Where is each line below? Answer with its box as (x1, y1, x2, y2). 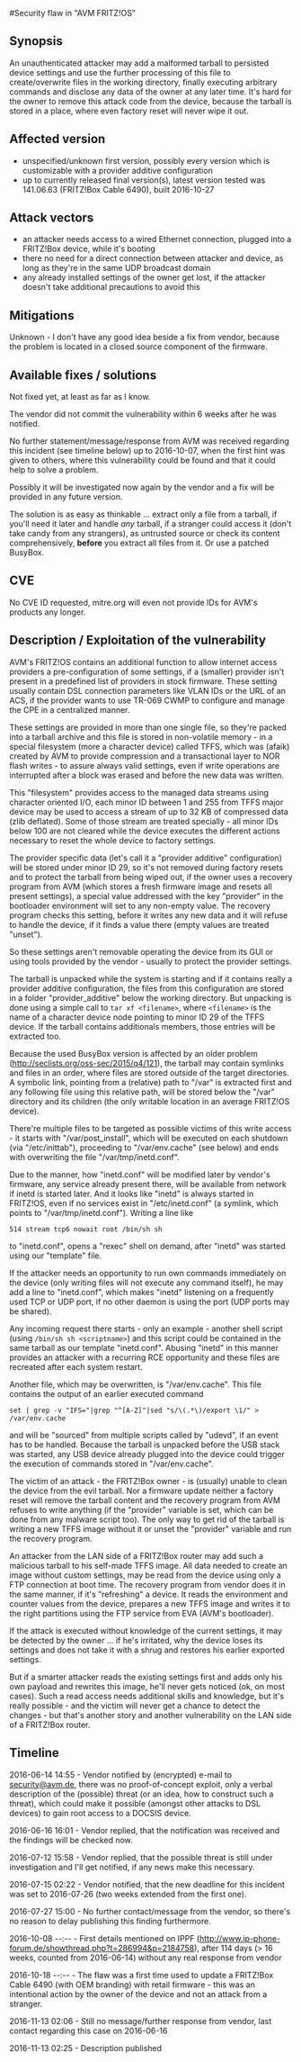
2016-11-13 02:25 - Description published (9, 2042, 163, 2053)
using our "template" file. (9, 1250, 102, 1261)
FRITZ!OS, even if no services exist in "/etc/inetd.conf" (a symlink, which (9, 1197, 279, 1209)
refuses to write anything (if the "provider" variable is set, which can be (9, 1504, 274, 1515)
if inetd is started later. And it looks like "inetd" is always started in (9, 1188, 254, 1199)
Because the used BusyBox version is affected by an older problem (9, 1048, 258, 1058)
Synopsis (9, 33, 63, 49)
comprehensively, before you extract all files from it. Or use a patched (9, 537, 270, 548)
